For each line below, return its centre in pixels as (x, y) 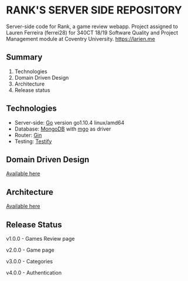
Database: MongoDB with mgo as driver (63, 129)
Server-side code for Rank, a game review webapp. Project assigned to (92, 26)
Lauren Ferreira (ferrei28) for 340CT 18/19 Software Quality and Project (92, 32)
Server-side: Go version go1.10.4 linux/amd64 (69, 122)
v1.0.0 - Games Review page (40, 239)
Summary (24, 57)
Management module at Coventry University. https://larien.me (81, 39)
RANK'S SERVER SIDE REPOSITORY (94, 10)
